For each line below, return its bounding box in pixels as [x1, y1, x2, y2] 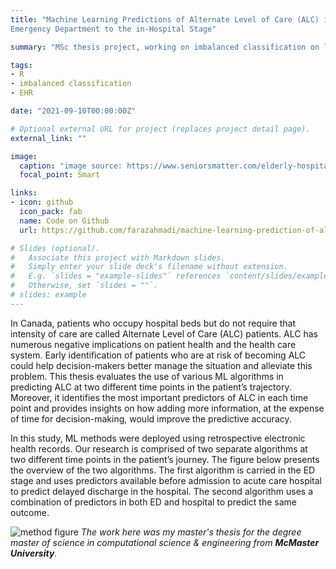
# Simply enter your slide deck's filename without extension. [10, 262, 288, 272]
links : [10, 188, 38, 198]
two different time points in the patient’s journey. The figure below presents [10, 453, 320, 465]
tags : [10, 60, 33, 70]
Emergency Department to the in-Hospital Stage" [10, 24, 217, 34]
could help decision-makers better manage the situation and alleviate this [10, 359, 313, 371]
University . [10, 547, 58, 559]
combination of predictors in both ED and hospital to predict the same [10, 496, 297, 508]
